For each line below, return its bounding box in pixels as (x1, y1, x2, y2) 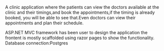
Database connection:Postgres (5, 40, 68, 46)
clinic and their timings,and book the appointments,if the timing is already (5, 9, 155, 15)
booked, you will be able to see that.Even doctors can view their (5, 15, 136, 20)
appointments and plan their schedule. (5, 20, 84, 26)
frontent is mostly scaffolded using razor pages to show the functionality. (5, 35, 155, 41)
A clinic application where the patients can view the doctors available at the (5, 4, 160, 10)
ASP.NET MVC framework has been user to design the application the (5, 30, 148, 35)
